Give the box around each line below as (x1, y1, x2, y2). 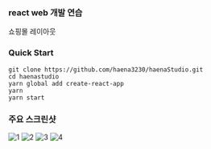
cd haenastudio (8, 72, 60, 81)
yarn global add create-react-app (8, 79, 125, 87)
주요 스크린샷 (8, 114, 56, 125)
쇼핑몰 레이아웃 (8, 26, 56, 37)
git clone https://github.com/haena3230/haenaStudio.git (8, 66, 204, 74)
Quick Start (8, 47, 54, 58)
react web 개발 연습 (8, 6, 83, 18)
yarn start (8, 94, 45, 102)
